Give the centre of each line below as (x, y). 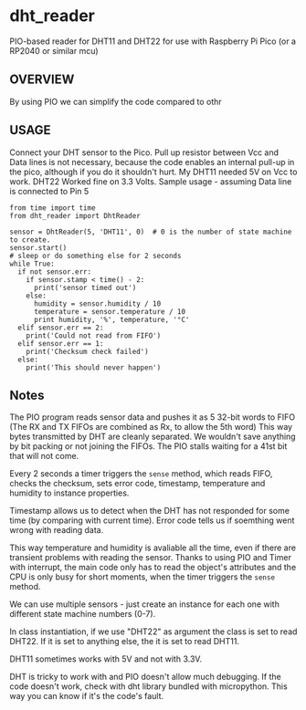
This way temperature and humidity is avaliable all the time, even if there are (153, 548)
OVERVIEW (42, 80)
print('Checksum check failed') (87, 351)
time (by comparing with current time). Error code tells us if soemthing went (152, 520)
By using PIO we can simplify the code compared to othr (116, 101)
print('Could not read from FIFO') (94, 335)
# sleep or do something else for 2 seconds (95, 256)
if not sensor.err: (55, 271)
